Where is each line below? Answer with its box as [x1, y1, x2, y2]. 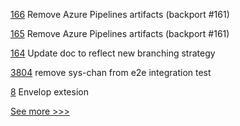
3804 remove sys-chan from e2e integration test [10, 67, 212, 78]
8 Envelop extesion [10, 86, 89, 98]
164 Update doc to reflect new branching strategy [10, 47, 216, 59]
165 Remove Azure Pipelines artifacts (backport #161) [10, 28, 230, 39]
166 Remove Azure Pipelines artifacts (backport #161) [10, 9, 230, 20]
